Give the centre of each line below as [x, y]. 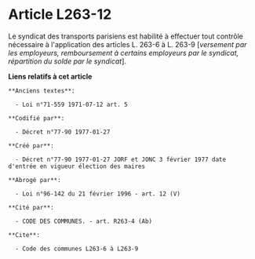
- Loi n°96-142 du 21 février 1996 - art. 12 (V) [98, 194]
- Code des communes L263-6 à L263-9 [77, 249]
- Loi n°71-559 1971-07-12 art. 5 [71, 104]
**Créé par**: [31, 146]
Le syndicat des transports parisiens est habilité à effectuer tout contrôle [126, 36]
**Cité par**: [31, 207]
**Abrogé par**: [35, 180]
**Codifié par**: [36, 118]
